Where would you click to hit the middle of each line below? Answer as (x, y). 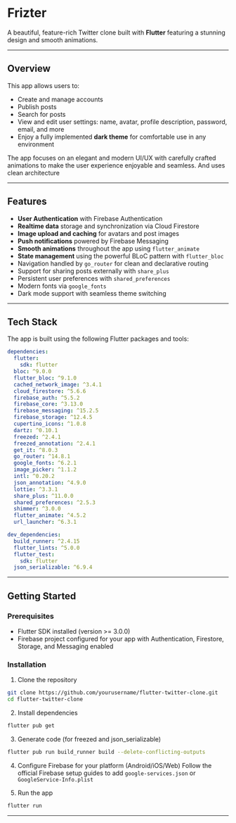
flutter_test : (34, 554)
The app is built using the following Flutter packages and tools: (98, 339)
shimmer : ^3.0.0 (37, 509)
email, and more (41, 129)
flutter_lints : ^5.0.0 (47, 548)
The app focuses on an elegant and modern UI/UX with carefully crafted (112, 158)
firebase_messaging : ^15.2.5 (56, 411)
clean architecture (33, 172)
